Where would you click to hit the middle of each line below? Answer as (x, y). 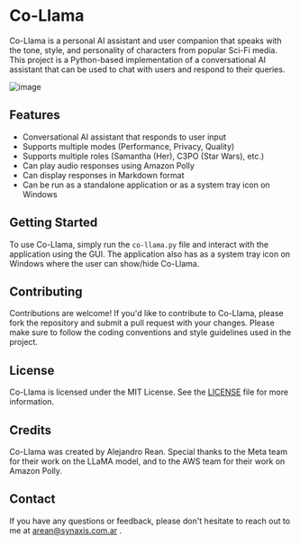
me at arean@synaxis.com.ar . (66, 530)
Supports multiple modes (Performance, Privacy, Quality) (128, 146)
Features (35, 115)
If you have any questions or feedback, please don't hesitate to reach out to (150, 521)
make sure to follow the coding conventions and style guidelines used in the (150, 332)
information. (32, 402)
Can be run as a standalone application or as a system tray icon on (146, 185)
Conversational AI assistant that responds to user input (124, 137)
